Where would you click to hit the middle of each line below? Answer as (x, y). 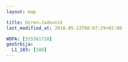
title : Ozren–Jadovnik (35, 22)
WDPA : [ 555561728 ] (29, 39)
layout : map (21, 12)
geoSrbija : (20, 44)
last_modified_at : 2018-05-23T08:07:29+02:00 (64, 28)
